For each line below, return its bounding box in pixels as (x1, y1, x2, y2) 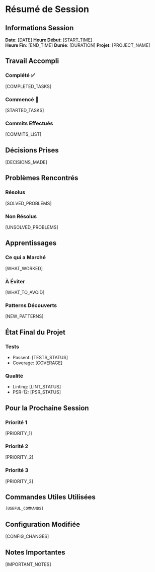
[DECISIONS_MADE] (5, 159, 48, 166)
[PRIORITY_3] (5, 478, 34, 484)
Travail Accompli (5, 57, 59, 65)
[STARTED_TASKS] (5, 107, 44, 113)
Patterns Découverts (5, 302, 57, 309)
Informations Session (5, 24, 74, 32)
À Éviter (5, 278, 25, 285)
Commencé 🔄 (5, 96, 39, 103)
